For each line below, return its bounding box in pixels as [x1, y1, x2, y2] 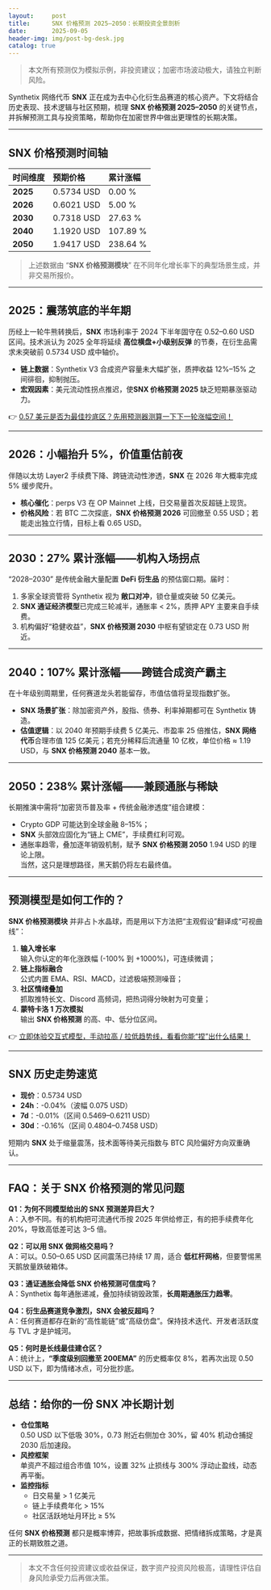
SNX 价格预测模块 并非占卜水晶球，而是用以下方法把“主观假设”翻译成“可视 [8, 916, 256, 925]
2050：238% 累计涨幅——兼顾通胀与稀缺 [8, 779, 219, 793]
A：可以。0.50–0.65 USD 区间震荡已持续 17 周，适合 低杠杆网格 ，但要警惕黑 [8, 1252, 262, 1261]
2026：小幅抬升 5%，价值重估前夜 [8, 447, 183, 461]
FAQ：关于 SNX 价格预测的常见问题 [8, 1181, 185, 1195]
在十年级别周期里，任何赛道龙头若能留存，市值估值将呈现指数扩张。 [8, 688, 235, 699]
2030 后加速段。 [19, 1441, 76, 1450]
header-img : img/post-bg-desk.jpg [8, 34, 125, 43]
